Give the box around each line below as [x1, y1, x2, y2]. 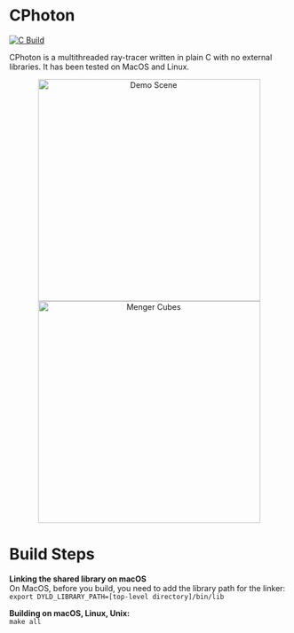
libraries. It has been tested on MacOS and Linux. [9, 61, 189, 72]
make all [9, 617, 42, 626]
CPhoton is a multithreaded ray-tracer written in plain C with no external [9, 51, 273, 62]
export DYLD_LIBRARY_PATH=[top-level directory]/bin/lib [9, 592, 225, 601]
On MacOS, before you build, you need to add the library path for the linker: [9, 582, 286, 593]
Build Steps [9, 544, 95, 565]
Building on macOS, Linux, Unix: [9, 607, 131, 618]
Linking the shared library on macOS [9, 574, 147, 584]
